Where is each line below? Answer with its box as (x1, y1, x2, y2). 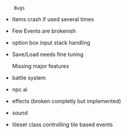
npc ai (11, 86, 28, 93)
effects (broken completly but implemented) (11, 98, 122, 104)
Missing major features (11, 63, 69, 69)
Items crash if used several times (11, 16, 94, 23)
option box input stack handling (11, 39, 90, 46)
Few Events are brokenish (11, 27, 76, 34)
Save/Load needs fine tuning (11, 51, 84, 58)
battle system (11, 74, 46, 81)
